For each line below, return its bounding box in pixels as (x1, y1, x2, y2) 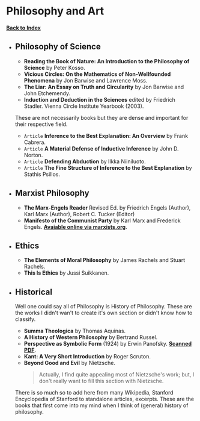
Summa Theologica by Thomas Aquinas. (23, 327, 126, 335)
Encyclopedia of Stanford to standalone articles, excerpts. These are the (14, 396, 195, 403)
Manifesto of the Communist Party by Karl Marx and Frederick (23, 217, 181, 224)
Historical (14, 287, 53, 297)
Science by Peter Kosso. (23, 64, 85, 71)
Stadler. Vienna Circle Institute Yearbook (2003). (23, 102, 144, 110)
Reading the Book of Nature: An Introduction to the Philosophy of (23, 57, 190, 64)
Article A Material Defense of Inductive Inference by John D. (23, 145, 179, 152)
